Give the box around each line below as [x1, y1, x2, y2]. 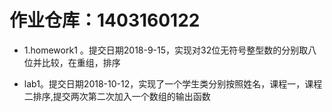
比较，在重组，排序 [41, 56, 121, 68]
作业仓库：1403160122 [9, 9, 201, 32]
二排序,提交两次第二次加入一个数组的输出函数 [23, 90, 211, 102]
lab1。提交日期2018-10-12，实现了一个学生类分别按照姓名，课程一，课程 [23, 77, 323, 90]
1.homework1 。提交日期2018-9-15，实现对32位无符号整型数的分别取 [23, 44, 309, 56]
